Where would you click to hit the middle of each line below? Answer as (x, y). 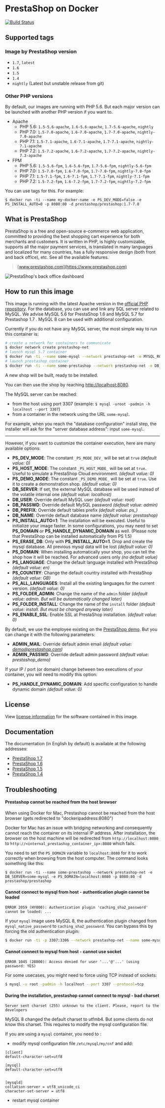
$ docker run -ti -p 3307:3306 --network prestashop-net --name (72, 940)
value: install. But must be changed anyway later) (62, 609)
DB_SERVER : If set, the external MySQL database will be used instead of (86, 489)
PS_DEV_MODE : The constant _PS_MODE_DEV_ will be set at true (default (84, 458)
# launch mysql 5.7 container (36, 352)
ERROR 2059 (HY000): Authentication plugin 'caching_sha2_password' (77, 907)
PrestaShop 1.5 (27, 769)
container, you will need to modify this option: (51, 674)
